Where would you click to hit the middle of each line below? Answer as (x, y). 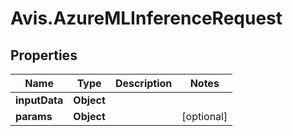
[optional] (204, 116)
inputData (39, 100)
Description (143, 83)
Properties (44, 55)
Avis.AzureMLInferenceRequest (146, 18)
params (34, 116)
